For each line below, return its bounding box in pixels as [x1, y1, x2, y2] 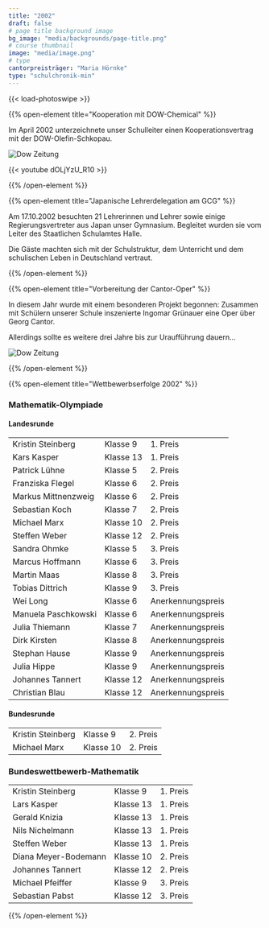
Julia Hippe [12, 661, 56, 672]
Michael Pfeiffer [12, 877, 72, 889]
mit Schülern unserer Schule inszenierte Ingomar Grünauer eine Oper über [8, 307, 256, 318]
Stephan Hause [12, 647, 71, 658]
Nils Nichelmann [12, 825, 75, 836]
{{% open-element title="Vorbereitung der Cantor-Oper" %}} [8, 283, 211, 294]
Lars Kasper [12, 798, 59, 810]
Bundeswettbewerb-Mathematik [8, 765, 139, 777]
